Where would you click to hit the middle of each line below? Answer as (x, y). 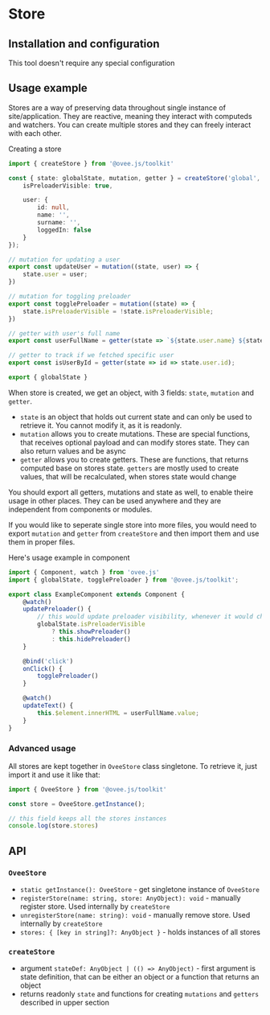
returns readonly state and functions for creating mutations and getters (139, 994)
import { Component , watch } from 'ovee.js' (84, 572)
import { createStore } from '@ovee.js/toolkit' (91, 163)
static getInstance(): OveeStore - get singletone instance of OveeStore (139, 890)
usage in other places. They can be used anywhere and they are (115, 500)
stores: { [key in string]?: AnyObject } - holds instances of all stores (140, 932)
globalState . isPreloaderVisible (92, 624)
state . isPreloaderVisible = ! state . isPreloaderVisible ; (119, 311)
